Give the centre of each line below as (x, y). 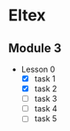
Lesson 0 (38, 69)
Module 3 (35, 48)
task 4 (46, 109)
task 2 (46, 89)
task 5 (46, 119)
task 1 (45, 79)
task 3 (46, 99)
